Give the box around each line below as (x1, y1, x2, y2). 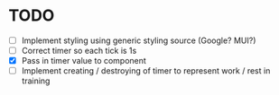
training (21, 75, 51, 86)
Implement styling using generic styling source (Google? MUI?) (21, 35, 256, 46)
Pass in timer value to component (21, 56, 146, 66)
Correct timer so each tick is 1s (21, 46, 137, 56)
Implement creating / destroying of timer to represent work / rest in (21, 65, 271, 76)
